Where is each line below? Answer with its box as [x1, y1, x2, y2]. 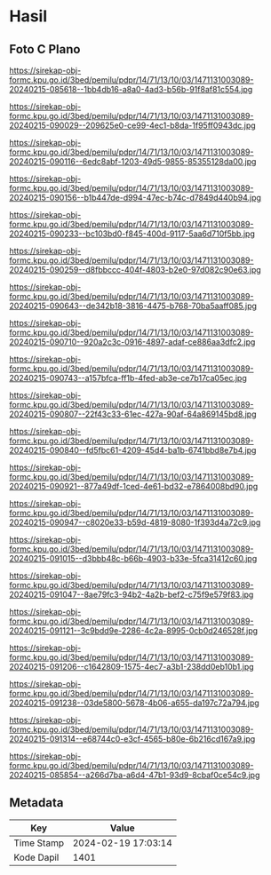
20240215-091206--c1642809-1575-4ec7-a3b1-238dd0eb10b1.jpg [9, 662, 255, 672]
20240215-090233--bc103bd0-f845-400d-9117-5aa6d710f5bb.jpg [9, 228, 256, 239]
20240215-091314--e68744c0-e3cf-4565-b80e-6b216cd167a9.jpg [9, 734, 256, 744]
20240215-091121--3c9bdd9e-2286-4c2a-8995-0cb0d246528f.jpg [9, 625, 259, 636]
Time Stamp [13, 837, 65, 849]
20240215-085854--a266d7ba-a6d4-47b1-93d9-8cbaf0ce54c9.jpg [9, 770, 260, 780]
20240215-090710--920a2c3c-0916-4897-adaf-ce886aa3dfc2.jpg [9, 337, 256, 347]
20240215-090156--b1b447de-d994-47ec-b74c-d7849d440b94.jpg [9, 193, 262, 203]
